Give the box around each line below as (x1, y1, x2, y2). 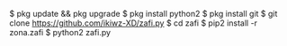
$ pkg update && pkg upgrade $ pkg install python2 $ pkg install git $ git (9, 9, 278, 19)
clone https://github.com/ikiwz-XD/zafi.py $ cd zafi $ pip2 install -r (9, 18, 258, 28)
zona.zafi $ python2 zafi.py (9, 27, 111, 37)
